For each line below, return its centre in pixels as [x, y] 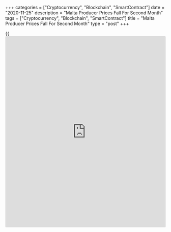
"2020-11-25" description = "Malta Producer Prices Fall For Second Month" [84, 13]
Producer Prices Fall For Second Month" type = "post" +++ [67, 23]
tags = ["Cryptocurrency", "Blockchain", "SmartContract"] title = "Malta [80, 18]
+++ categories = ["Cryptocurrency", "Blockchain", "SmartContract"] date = [85, 7]
